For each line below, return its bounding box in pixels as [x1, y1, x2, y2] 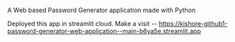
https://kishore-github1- [158, 20, 228, 27]
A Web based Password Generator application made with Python [7, 6, 196, 14]
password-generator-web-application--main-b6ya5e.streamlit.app [7, 27, 201, 35]
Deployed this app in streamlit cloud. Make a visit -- [7, 20, 157, 27]
